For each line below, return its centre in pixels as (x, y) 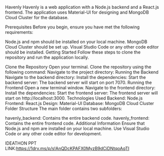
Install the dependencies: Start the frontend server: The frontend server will (82, 93)
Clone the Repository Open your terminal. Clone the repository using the (78, 67)
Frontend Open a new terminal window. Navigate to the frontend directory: (80, 88)
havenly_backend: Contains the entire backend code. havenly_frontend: (77, 118)
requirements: (19, 32)
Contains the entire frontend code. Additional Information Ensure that (75, 123)
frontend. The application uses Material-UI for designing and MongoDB (77, 12)
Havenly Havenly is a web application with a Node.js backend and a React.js (82, 7)
